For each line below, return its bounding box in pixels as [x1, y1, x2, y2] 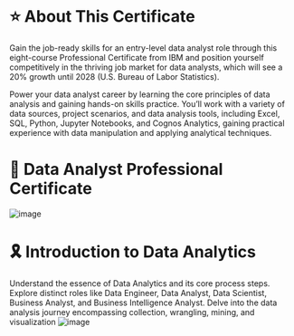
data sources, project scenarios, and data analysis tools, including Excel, [9, 108, 280, 119]
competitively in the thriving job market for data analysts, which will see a [9, 62, 283, 72]
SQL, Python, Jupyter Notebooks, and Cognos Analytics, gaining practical [9, 118, 285, 129]
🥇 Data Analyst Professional [9, 159, 223, 180]
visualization [9, 316, 56, 327]
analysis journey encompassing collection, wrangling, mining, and [9, 306, 255, 317]
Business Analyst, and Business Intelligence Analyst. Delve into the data [9, 297, 278, 308]
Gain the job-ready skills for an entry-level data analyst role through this [9, 42, 278, 53]
